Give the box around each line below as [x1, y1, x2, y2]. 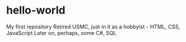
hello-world [6, 4, 66, 17]
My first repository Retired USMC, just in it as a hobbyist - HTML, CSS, [6, 23, 181, 30]
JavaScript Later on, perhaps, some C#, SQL [6, 29, 117, 36]
